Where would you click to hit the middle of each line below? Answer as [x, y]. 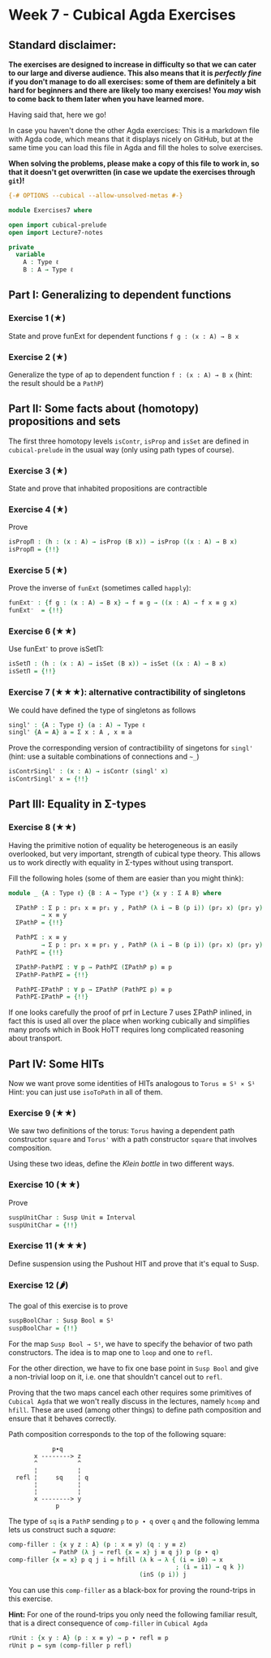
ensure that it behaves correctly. [62, 1418]
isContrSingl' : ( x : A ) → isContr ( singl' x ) [88, 772]
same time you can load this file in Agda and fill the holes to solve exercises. [136, 147]
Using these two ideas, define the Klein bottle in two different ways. [121, 1164]
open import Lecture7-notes [56, 232]
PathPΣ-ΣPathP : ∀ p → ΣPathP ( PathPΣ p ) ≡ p [94, 989]
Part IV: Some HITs [56, 1064]
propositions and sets [65, 421]
